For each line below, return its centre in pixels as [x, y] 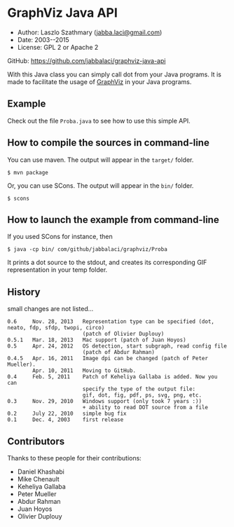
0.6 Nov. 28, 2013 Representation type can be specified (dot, [111, 322]
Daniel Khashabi [41, 472]
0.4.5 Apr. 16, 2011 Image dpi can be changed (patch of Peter [108, 359]
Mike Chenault [38, 479]
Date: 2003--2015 [43, 39]
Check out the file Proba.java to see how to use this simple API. [99, 121]
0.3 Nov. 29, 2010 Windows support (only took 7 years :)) [104, 402]
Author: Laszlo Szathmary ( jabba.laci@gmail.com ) [90, 32]
